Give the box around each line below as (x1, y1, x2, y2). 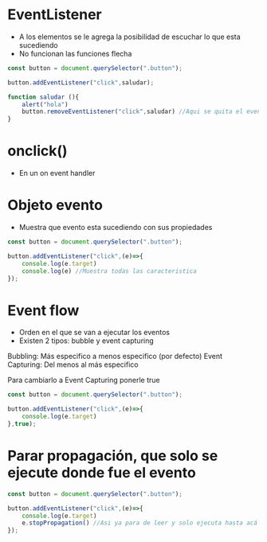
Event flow (7, 301, 80, 319)
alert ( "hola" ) (22, 100, 69, 108)
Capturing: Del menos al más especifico (7, 360, 139, 369)
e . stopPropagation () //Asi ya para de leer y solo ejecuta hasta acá (22, 519, 258, 527)
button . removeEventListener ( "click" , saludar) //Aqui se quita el (22, 107, 244, 116)
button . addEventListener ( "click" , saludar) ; (7, 78, 155, 87)
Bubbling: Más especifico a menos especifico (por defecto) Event (7, 352, 223, 361)
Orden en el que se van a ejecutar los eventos (18, 328, 171, 337)
